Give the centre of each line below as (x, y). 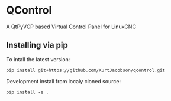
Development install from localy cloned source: (64, 81)
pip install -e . (28, 92)
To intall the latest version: (38, 59)
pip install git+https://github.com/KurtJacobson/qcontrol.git (86, 70)
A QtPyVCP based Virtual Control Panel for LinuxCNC (71, 27)
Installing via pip (37, 45)
